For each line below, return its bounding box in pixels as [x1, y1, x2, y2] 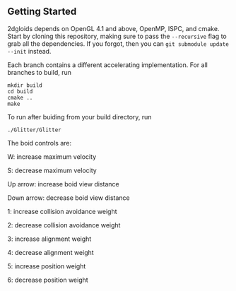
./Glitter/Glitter [7, 126, 61, 133]
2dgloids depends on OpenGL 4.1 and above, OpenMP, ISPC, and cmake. [7, 24, 220, 32]
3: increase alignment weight [7, 234, 92, 243]
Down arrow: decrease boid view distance [7, 194, 131, 202]
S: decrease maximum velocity [7, 166, 97, 174]
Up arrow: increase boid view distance [7, 179, 119, 188]
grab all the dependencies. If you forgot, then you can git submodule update [7, 39, 230, 48]
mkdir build [7, 81, 42, 89]
